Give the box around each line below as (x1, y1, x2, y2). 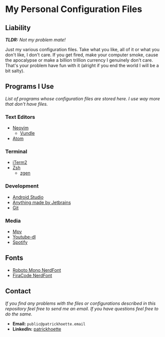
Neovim (12, 125, 29, 131)
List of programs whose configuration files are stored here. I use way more (5, 95, 160, 101)
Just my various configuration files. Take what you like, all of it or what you (5, 47, 159, 52)
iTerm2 (12, 159, 28, 165)
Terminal (5, 148, 28, 155)
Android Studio (12, 194, 44, 200)
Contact (5, 287, 31, 295)
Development (5, 183, 39, 190)
